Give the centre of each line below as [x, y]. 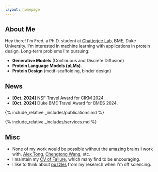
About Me [20, 29]
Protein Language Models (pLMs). [47, 66]
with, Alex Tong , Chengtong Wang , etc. [51, 154]
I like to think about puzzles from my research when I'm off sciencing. [82, 164]
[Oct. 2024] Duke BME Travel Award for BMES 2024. [65, 103]
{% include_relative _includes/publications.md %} [55, 113]
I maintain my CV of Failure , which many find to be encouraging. [76, 159]
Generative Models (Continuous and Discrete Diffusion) [68, 61]
